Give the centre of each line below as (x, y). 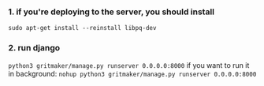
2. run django (34, 48)
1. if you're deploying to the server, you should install (112, 12)
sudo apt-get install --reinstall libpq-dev (82, 28)
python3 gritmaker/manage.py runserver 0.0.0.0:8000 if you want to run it (129, 65)
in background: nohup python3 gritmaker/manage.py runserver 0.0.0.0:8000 (132, 73)
